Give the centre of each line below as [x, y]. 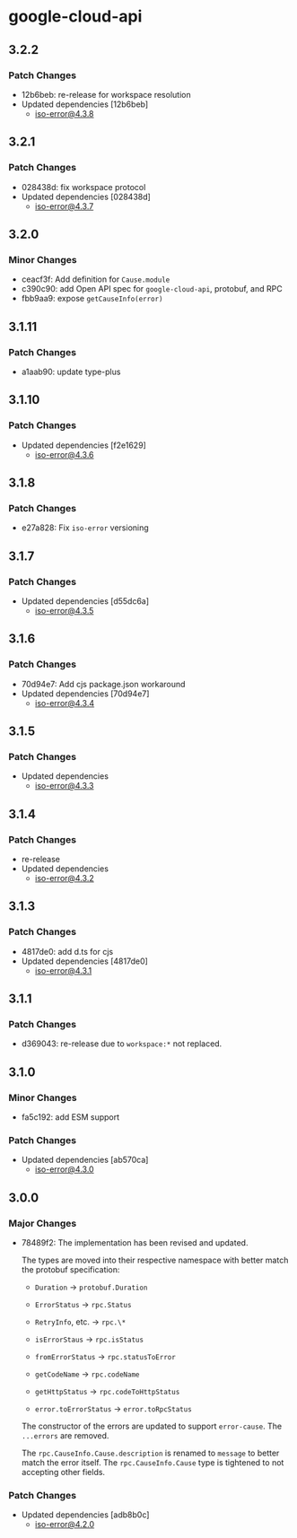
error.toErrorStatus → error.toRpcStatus [113, 1409]
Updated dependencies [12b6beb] [85, 104]
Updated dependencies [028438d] [86, 197]
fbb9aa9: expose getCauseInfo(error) [92, 299]
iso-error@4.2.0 [65, 1525]
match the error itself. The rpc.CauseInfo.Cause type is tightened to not [153, 1463]
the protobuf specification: [70, 1270]
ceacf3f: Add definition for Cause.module [96, 279]
